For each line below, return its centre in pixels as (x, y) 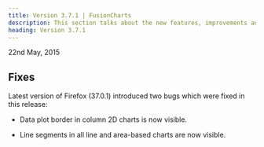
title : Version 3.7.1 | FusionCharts (70, 15)
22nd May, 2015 (34, 53)
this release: (28, 105)
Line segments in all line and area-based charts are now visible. (123, 135)
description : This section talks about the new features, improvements (128, 23)
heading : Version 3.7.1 (47, 30)
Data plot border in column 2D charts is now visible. (103, 119)
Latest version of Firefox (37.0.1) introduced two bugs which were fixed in (126, 96)
